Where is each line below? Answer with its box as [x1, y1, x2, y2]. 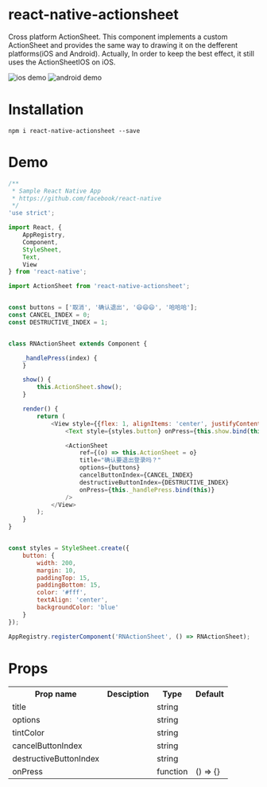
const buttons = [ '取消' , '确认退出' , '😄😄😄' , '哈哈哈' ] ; [8, 304, 198, 312]
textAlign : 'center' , [37, 596, 109, 604]
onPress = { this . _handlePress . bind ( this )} [79, 485, 215, 494]
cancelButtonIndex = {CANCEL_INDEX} [79, 471, 194, 479]
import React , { [8, 224, 62, 232]
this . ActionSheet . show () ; [37, 384, 123, 392]
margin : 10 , [37, 567, 77, 575]
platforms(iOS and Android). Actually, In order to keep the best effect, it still [8, 49, 254, 58]
